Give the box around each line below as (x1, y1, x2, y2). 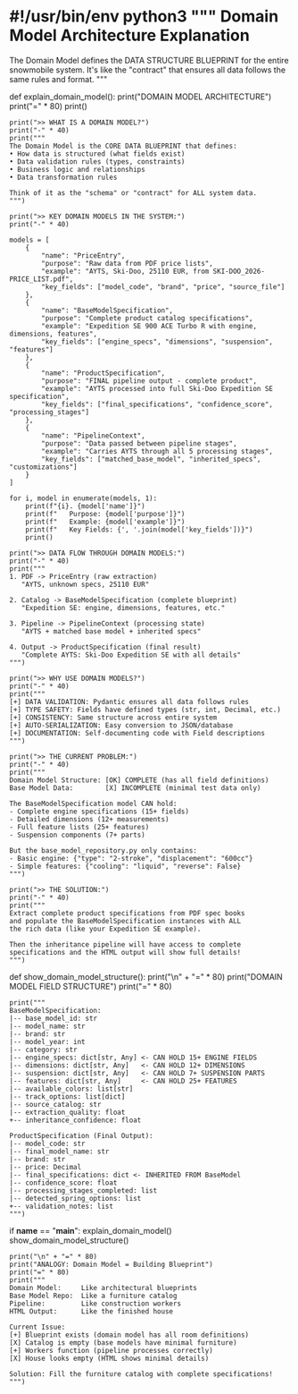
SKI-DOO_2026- (212, 267, 266, 276)
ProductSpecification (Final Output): (9, 1131, 153, 1140)
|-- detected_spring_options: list (9, 1194, 142, 1203)
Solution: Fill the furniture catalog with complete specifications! (9, 1369, 274, 1379)
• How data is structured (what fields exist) (9, 149, 186, 158)
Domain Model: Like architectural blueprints (9, 1283, 198, 1292)
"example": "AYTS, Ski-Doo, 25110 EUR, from (41, 267, 210, 276)
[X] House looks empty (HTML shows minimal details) (9, 1354, 210, 1363)
